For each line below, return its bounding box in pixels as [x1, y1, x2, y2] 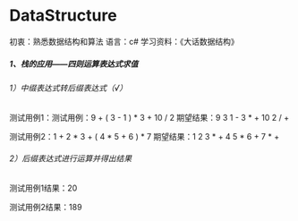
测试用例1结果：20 [9, 183, 78, 193]
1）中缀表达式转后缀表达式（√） [9, 82, 128, 93]
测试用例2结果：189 [9, 201, 82, 212]
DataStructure [9, 5, 118, 26]
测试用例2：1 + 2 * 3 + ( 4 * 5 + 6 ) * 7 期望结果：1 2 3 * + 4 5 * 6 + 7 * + [9, 131, 280, 141]
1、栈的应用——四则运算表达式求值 [9, 58, 139, 69]
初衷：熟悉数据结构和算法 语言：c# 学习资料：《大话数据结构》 [9, 36, 239, 47]
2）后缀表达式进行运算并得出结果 [9, 153, 132, 164]
